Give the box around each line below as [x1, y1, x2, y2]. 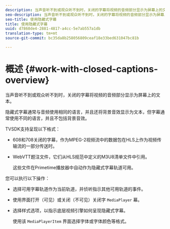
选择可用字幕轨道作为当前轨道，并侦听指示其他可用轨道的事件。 [12, 186, 146, 192]
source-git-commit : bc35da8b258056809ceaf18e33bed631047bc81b [5, 36, 139, 41]
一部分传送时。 [26, 143, 57, 149]
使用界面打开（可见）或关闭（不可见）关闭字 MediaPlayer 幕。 [12, 197, 143, 203]
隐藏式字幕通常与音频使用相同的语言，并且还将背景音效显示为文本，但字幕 [5, 109, 160, 115]
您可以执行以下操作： [5, 175, 50, 181]
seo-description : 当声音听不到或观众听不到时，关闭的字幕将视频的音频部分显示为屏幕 [5, 12, 164, 17]
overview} [5, 74, 50, 86]
